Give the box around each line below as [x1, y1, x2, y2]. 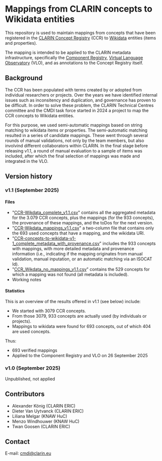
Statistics [5, 288, 25, 293]
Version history [5, 172, 53, 181]
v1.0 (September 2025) [5, 365, 60, 372]
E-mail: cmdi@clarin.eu [5, 450, 52, 456]
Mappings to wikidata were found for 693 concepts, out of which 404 [12, 324, 151, 329]
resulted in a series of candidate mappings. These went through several [5, 132, 148, 138]
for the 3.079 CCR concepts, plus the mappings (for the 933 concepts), [12, 215, 154, 221]
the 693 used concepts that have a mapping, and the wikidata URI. [12, 230, 145, 236]
